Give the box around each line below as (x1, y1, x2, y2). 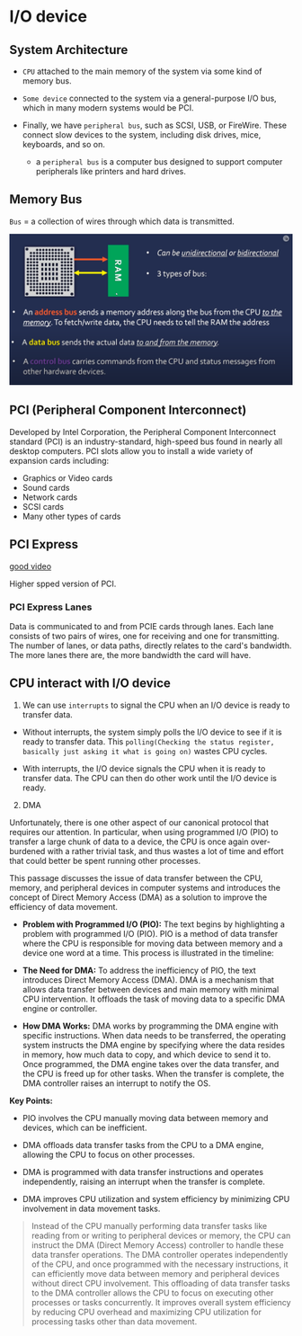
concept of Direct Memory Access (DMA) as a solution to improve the (9, 892, 268, 903)
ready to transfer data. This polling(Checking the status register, (22, 735, 275, 747)
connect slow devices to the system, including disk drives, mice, (22, 129, 262, 140)
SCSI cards (22, 501, 65, 512)
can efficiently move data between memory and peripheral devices (31, 1268, 280, 1278)
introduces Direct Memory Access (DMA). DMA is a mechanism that (22, 974, 274, 985)
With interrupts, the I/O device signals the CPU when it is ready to (22, 762, 266, 774)
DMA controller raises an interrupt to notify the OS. (22, 1077, 211, 1089)
